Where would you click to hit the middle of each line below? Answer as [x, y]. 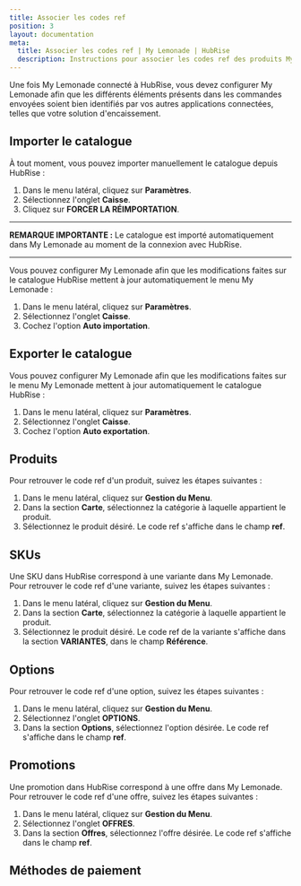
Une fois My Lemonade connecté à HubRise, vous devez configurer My [141, 85]
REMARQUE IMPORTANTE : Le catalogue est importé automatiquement [142, 235]
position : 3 [31, 26]
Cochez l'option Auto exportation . [86, 430]
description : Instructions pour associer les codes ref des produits [150, 59]
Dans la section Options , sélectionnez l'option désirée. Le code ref [146, 728]
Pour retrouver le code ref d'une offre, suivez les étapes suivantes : [133, 796]
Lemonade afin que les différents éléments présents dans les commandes [146, 94]
